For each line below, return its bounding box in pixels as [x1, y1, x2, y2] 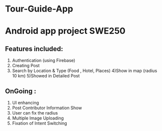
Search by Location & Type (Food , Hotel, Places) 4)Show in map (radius [12, 68, 157, 73]
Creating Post [12, 63, 40, 69]
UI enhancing [12, 100, 39, 105]
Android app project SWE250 [5, 26, 126, 37]
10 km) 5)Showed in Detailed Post [12, 73, 80, 79]
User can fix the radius [12, 110, 58, 116]
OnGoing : [5, 87, 36, 95]
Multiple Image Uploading [12, 115, 64, 121]
